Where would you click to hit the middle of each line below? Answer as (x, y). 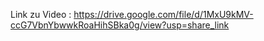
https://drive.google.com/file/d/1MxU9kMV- (163, 14)
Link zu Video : (41, 14)
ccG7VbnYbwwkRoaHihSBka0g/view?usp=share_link (120, 25)
